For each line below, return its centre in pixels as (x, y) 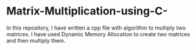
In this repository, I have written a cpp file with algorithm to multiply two (96, 28)
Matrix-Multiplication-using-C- (87, 11)
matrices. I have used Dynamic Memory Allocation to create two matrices (98, 34)
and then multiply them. (36, 40)
